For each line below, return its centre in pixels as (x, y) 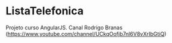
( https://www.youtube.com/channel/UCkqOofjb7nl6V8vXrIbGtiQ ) (86, 33)
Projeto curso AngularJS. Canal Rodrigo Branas (64, 27)
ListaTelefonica (45, 11)
